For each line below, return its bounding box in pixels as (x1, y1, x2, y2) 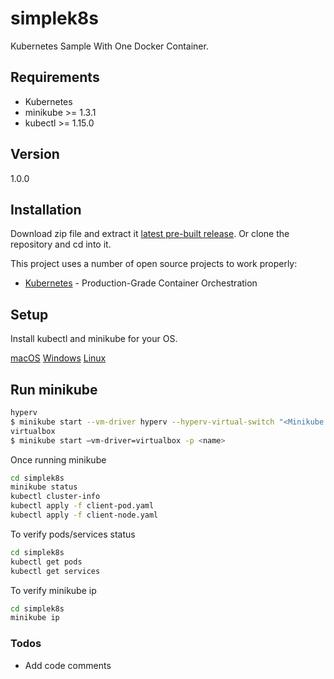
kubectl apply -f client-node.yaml (10, 510, 159, 520)
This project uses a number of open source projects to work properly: (10, 258, 298, 270)
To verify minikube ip (10, 584, 97, 596)
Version (10, 146, 60, 163)
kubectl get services (10, 566, 101, 576)
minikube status (10, 482, 78, 492)
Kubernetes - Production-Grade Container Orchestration (24, 277, 258, 289)
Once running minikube (10, 453, 107, 466)
